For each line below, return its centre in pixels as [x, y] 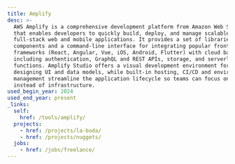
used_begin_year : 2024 [40, 91]
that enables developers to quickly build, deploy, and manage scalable [122, 33]
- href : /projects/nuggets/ [60, 137]
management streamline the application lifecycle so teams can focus [117, 79]
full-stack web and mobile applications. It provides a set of [107, 40]
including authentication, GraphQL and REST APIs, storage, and [109, 59]
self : [22, 111]
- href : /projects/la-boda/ [60, 131]
